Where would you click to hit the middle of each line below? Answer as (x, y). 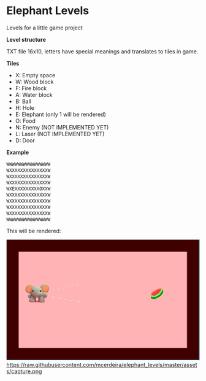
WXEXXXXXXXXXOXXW (29, 189)
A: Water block (34, 94)
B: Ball (23, 101)
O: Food (25, 121)
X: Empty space (35, 75)
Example (18, 152)
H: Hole (25, 107)
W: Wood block (34, 82)
